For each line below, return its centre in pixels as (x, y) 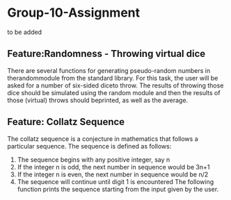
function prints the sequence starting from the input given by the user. (118, 189)
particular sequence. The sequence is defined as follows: (89, 146)
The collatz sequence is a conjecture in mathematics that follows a (103, 139)
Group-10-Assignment (74, 13)
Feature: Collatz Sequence (66, 122)
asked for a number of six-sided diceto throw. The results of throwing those (115, 85)
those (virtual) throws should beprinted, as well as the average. (98, 100)
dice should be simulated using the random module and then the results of (114, 92)
